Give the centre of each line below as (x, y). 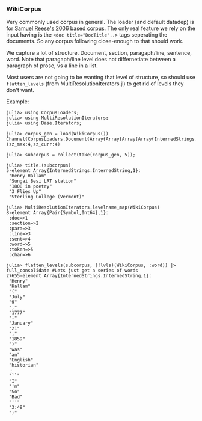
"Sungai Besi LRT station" (43, 181)
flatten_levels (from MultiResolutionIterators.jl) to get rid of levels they (95, 84)
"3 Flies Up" (25, 192)
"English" (21, 360)
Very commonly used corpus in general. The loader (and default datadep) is (100, 22)
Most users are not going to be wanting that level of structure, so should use (101, 78)
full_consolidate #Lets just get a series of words (72, 271)
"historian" (24, 366)
